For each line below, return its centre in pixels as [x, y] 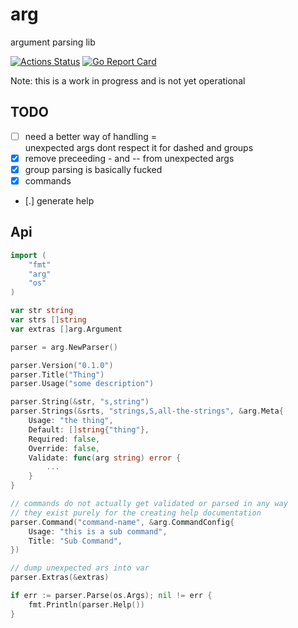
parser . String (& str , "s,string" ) [80, 402]
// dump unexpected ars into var [80, 568]
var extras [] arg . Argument [66, 329]
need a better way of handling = [91, 136]
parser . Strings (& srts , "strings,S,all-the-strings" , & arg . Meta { [147, 411]
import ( [28, 255]
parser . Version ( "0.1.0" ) [62, 365]
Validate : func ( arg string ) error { [105, 458]
